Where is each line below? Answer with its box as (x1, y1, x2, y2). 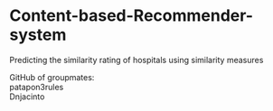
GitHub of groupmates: (9, 71, 95, 82)
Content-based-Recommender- (9, 5, 253, 26)
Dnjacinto (9, 91, 45, 102)
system (9, 24, 67, 45)
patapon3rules (9, 81, 64, 92)
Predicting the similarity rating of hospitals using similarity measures (9, 54, 264, 65)
